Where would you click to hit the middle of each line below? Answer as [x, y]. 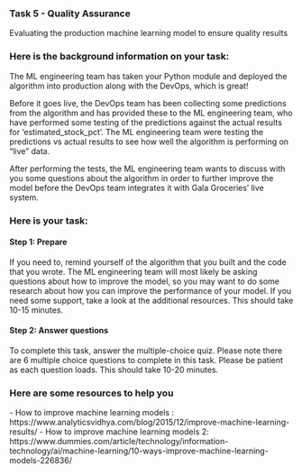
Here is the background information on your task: [119, 57]
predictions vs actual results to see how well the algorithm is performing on [149, 141]
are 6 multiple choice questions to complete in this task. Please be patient [146, 360]
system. [24, 197]
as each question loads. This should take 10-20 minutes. [114, 369]
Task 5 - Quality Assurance [70, 14]
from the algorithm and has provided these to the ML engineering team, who [151, 113]
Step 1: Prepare [38, 242]
